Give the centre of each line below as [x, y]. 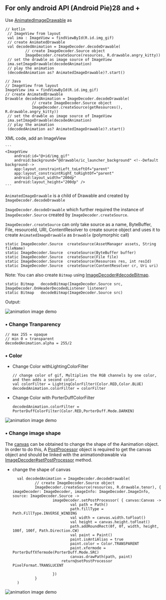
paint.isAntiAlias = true [97, 539]
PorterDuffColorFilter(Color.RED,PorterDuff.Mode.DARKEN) [73, 411]
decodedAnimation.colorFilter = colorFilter [59, 389]
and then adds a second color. [45, 380]
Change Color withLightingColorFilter [50, 366]
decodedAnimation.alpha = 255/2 [38, 343]
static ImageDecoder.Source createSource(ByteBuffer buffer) [71, 252]
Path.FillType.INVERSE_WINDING [45, 513]
